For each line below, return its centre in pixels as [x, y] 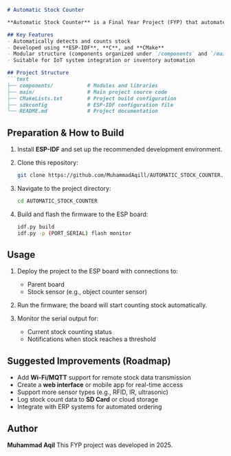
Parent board [46, 284]
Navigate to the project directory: [64, 188]
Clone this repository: [47, 163]
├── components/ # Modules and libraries [82, 85]
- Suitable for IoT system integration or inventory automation [101, 61]
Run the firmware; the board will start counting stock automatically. [112, 305]
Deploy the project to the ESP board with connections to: [98, 271]
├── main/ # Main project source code [87, 92]
